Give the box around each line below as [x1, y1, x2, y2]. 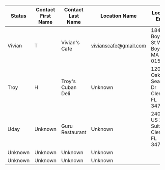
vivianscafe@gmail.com [91, 42, 146, 49]
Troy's [61, 78, 76, 85]
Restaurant [61, 129, 87, 136]
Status [10, 12, 27, 19]
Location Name [100, 12, 137, 19]
